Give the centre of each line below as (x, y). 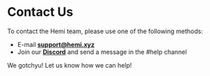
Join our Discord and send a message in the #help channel (102, 52)
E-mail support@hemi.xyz (56, 44)
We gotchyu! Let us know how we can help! (70, 65)
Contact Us (40, 12)
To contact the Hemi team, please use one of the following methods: (105, 31)
